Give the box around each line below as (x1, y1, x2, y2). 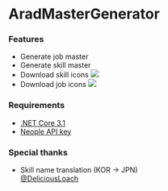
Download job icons (19, 80, 86, 89)
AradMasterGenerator (8, 5, 160, 23)
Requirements (8, 100, 65, 111)
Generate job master (19, 52, 89, 61)
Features (8, 34, 44, 45)
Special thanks (8, 147, 69, 158)
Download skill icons (19, 70, 89, 80)
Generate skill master (19, 60, 91, 70)
